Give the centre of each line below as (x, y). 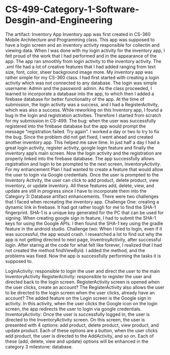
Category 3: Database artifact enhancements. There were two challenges (82, 196)
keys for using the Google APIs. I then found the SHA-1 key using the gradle (84, 223)
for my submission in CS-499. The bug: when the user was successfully (81, 121)
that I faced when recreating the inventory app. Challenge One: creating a (82, 201)
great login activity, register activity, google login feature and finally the (80, 147)
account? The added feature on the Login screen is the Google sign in (78, 298)
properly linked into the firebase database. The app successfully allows (80, 158)
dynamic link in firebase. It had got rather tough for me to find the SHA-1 (81, 207)
